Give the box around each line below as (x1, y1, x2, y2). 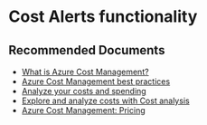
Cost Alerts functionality (8, 6, 198, 27)
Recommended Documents (8, 43, 165, 58)
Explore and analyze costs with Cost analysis (21, 95, 191, 106)
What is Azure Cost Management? (21, 66, 150, 77)
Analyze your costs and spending (21, 86, 146, 96)
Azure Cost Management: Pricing (21, 105, 146, 115)
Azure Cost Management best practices (21, 76, 171, 87)
